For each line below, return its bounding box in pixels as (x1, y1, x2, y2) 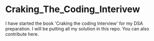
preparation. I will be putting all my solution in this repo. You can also (5, 25, 149, 31)
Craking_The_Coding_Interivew (5, 4, 140, 15)
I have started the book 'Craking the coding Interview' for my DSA (5, 20, 143, 26)
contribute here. (5, 31, 39, 37)
